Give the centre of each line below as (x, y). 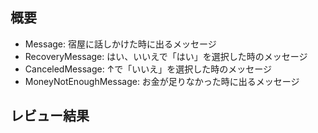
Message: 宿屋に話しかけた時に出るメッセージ (120, 44)
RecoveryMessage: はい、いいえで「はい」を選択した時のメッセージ (166, 56)
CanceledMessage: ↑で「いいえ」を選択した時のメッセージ (148, 69)
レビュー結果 (50, 116)
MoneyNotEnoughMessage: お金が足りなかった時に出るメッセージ (162, 81)
